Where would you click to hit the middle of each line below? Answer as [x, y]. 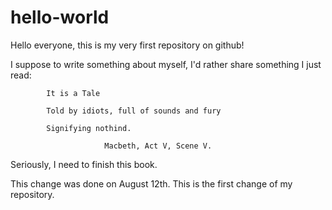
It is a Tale [73, 93]
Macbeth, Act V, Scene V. [158, 146]
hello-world [60, 17]
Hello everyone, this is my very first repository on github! [127, 45]
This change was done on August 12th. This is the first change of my [151, 183]
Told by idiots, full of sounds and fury [134, 111]
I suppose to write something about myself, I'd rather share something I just [166, 64]
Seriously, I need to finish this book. [84, 164]
